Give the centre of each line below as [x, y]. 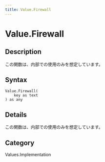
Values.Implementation [28, 155]
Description [23, 52]
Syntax [16, 80]
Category [20, 143]
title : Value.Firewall [28, 10]
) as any [14, 100]
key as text [26, 95]
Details [16, 115]
